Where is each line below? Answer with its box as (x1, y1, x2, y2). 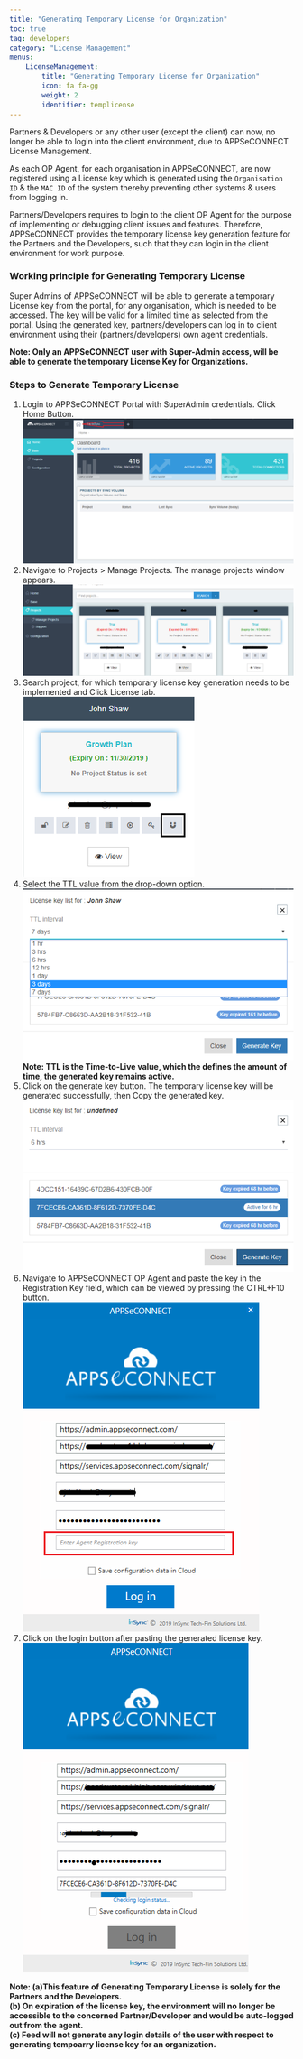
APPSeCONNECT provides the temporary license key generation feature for (9, 228, 291, 239)
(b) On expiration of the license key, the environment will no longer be (9, 2000, 276, 2011)
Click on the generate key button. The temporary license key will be (22, 1081, 274, 1091)
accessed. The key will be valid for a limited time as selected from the (9, 310, 269, 320)
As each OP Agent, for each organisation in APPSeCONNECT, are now (9, 162, 271, 173)
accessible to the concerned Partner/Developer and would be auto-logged (9, 2009, 294, 2021)
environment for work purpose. (9, 247, 125, 258)
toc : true (9, 23, 47, 33)
